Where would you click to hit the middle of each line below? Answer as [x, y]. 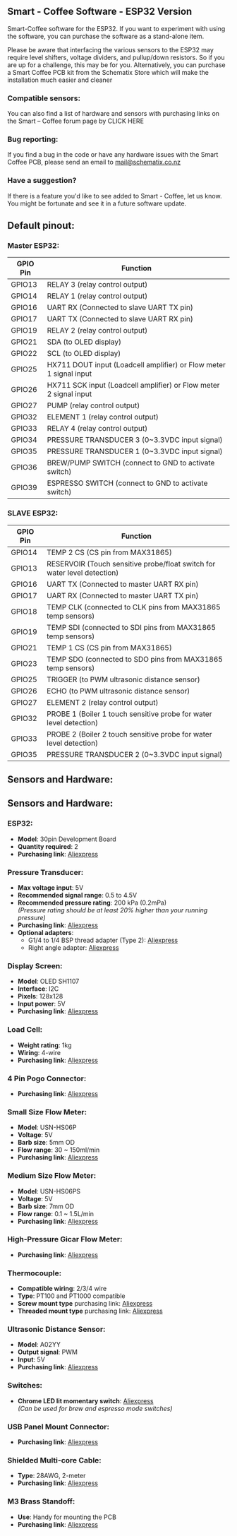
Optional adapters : [45, 933]
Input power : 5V [41, 1004]
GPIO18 [24, 612]
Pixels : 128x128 [40, 996]
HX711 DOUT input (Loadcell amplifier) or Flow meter [136, 365]
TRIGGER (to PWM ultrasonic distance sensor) [124, 679]
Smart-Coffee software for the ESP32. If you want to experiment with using [116, 28]
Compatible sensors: [44, 98]
